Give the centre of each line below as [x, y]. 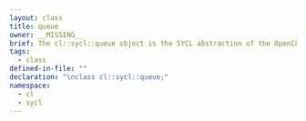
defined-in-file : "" [49, 69]
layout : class [36, 18]
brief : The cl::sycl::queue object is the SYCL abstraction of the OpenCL [154, 43]
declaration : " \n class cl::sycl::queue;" [89, 77]
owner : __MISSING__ [46, 35]
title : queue [34, 26]
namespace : [30, 86]
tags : [20, 52]
